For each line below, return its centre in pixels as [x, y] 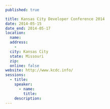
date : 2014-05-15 [23, 24]
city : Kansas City [29, 51]
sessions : [16, 75]
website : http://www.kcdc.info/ [39, 70]
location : [16, 33]
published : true [22, 10]
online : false [24, 66]
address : [19, 42]
